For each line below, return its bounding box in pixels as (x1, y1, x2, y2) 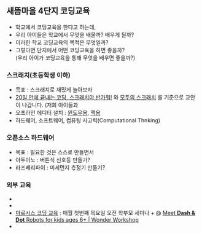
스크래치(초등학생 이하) (6, 71, 71, 79)
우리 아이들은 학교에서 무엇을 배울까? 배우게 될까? (15, 31, 134, 38)
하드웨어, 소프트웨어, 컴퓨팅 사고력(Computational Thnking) (15, 117, 161, 124)
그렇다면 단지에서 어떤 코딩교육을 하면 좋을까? (15, 46, 125, 53)
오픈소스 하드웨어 (6, 134, 55, 142)
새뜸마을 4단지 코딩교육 (6, 6, 90, 17)
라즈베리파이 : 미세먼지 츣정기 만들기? (15, 164, 106, 171)
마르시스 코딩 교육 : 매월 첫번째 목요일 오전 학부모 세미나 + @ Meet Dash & (15, 209, 196, 216)
